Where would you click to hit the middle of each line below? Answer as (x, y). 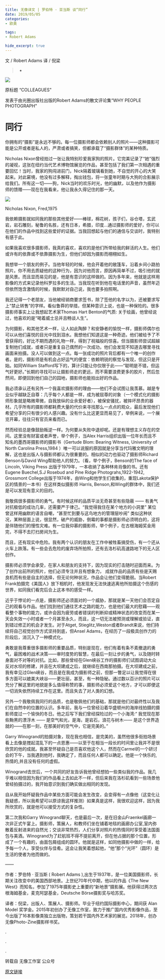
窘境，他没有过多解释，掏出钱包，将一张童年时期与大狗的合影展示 (93, 177)
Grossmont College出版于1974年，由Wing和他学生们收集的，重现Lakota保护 (82, 478)
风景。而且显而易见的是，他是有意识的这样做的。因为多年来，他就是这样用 (84, 276)
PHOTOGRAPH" (21, 106)
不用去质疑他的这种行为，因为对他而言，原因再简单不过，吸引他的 (89, 270)
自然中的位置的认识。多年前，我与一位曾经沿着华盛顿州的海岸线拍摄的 (84, 707)
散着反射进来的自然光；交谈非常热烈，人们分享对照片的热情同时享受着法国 (80, 829)
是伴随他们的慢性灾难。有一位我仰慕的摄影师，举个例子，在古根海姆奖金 (78, 526)
